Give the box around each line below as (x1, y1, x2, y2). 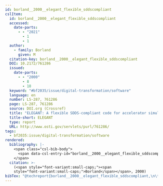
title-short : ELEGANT (9, 115, 53, 120)
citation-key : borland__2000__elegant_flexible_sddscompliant (9, 57, 138, 62)
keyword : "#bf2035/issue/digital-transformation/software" (9, 88, 131, 93)
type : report (9, 120, 36, 124)
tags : (5, 129, 16, 134)
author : (9, 43, 25, 48)
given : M (17, 52, 36, 57)
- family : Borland (14, 47, 51, 52)
